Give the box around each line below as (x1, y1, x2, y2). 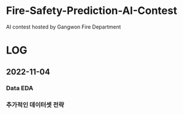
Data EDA (6, 84, 34, 92)
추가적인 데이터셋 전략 (6, 101, 64, 109)
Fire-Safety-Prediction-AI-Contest (6, 4, 177, 17)
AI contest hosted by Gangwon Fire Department (6, 23, 121, 30)
